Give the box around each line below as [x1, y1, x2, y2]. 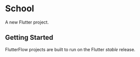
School [5, 3, 34, 14]
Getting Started [5, 33, 54, 42]
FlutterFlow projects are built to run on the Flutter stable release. [5, 46, 136, 52]
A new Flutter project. [5, 19, 49, 25]
